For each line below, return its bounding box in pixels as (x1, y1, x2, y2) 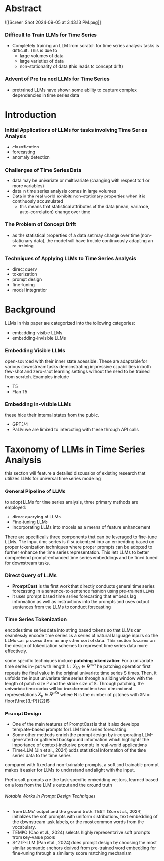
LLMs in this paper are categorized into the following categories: (5, 320, 136, 326)
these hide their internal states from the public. (5, 412, 99, 418)
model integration (12, 287, 48, 293)
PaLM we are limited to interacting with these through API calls (12, 427, 139, 433)
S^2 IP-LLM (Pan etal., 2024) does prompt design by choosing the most (12, 839, 157, 845)
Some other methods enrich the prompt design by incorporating (12, 732, 141, 738)
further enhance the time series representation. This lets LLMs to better (5, 549, 149, 555)
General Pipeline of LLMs (5, 488, 66, 495)
